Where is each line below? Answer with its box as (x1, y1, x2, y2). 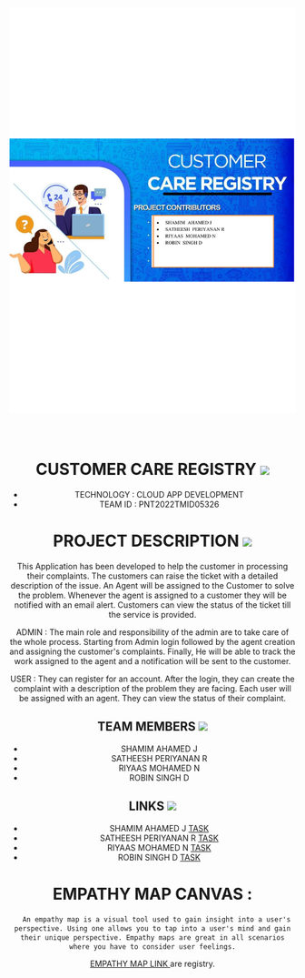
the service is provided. (108, 609, 197, 620)
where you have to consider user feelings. (69, 942, 236, 952)
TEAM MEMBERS (96, 719, 197, 734)
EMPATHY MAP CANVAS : (53, 883, 252, 904)
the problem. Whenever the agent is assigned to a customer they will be (17, 590, 288, 600)
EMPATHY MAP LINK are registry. (90, 958, 215, 969)
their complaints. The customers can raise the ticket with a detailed (26, 570, 279, 581)
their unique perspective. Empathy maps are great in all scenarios (20, 933, 285, 943)
